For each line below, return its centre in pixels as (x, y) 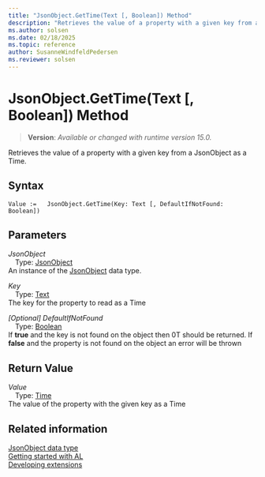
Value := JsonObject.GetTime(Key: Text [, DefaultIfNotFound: (116, 204)
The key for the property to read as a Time (77, 303)
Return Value (41, 368)
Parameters (37, 235)
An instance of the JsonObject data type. (75, 271)
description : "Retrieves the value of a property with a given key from (130, 23)
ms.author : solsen (38, 30)
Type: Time (34, 396)
